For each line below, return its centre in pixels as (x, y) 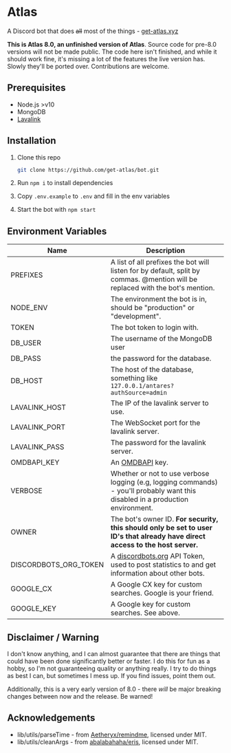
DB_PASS (26, 358)
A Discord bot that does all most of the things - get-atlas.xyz (93, 31)
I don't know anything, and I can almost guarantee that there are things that (114, 654)
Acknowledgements (51, 718)
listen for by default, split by (155, 271)
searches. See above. (145, 613)
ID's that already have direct (158, 536)
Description (166, 250)
